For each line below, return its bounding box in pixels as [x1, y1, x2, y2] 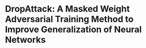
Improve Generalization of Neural [5, 24, 142, 35]
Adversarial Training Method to [5, 14, 134, 25]
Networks [5, 34, 46, 46]
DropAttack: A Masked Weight [5, 3, 130, 15]
